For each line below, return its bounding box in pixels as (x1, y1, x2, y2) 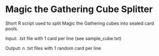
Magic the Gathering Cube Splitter (5, 4, 153, 15)
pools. (5, 25, 19, 31)
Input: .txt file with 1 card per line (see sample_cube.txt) (5, 35, 122, 41)
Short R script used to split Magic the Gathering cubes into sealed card (5, 20, 154, 26)
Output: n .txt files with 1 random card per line (5, 45, 101, 51)
